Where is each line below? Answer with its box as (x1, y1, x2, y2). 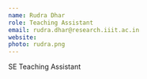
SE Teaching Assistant (8, 62, 81, 71)
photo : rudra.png (8, 41, 66, 48)
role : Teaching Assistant (8, 19, 93, 27)
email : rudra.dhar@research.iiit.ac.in (8, 26, 140, 34)
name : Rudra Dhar (8, 11, 66, 20)
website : (8, 33, 37, 41)
